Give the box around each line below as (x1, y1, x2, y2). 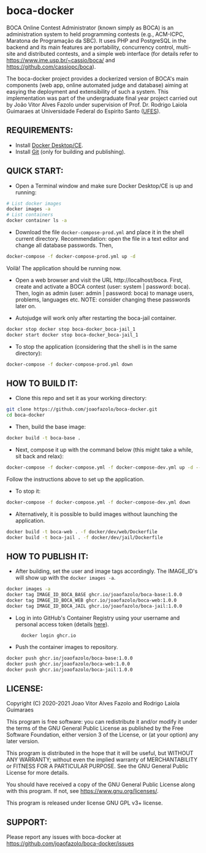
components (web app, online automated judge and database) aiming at (6, 81, 188, 89)
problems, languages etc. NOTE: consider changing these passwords (15, 295, 191, 303)
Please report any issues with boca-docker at (6, 833, 121, 841)
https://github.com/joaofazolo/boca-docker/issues (6, 840, 134, 847)
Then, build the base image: (15, 423, 86, 431)
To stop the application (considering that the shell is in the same (15, 343, 177, 350)
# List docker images (6, 200, 62, 207)
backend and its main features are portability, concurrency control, (6, 44, 175, 51)
